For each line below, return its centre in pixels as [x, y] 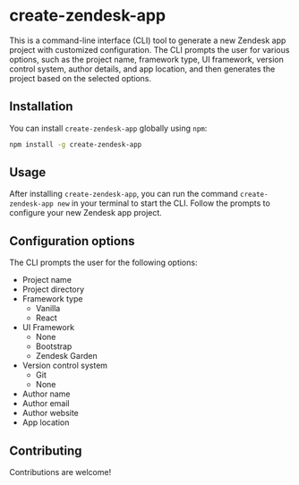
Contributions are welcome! [60, 472]
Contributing [46, 451]
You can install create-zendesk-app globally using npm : [108, 128]
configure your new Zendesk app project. [86, 213]
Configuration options [73, 241]
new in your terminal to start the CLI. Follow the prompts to [163, 203]
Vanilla [48, 309]
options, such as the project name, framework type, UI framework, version [147, 59]
